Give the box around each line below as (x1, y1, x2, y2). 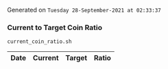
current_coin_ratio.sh (7, 38, 72, 45)
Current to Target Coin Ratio (7, 23, 103, 32)
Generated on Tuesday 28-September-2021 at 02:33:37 (7, 6, 161, 14)
